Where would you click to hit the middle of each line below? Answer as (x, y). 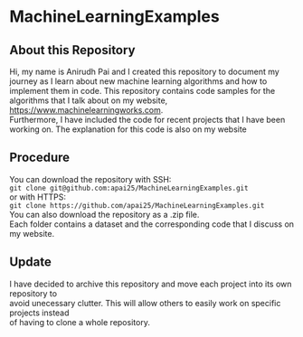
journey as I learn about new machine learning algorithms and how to (138, 81)
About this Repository (72, 50)
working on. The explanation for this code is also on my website (128, 129)
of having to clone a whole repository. (80, 322)
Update (31, 262)
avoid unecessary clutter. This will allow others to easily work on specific (145, 303)
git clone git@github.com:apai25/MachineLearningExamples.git (129, 188)
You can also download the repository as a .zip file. (104, 214)
